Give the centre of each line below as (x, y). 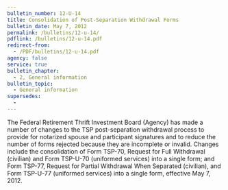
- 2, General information (50, 77)
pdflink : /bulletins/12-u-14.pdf (55, 39)
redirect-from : (29, 45)
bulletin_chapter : (33, 71)
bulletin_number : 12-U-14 (44, 13)
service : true (27, 64)
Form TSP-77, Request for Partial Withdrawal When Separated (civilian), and (114, 166)
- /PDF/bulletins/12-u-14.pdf (56, 52)
